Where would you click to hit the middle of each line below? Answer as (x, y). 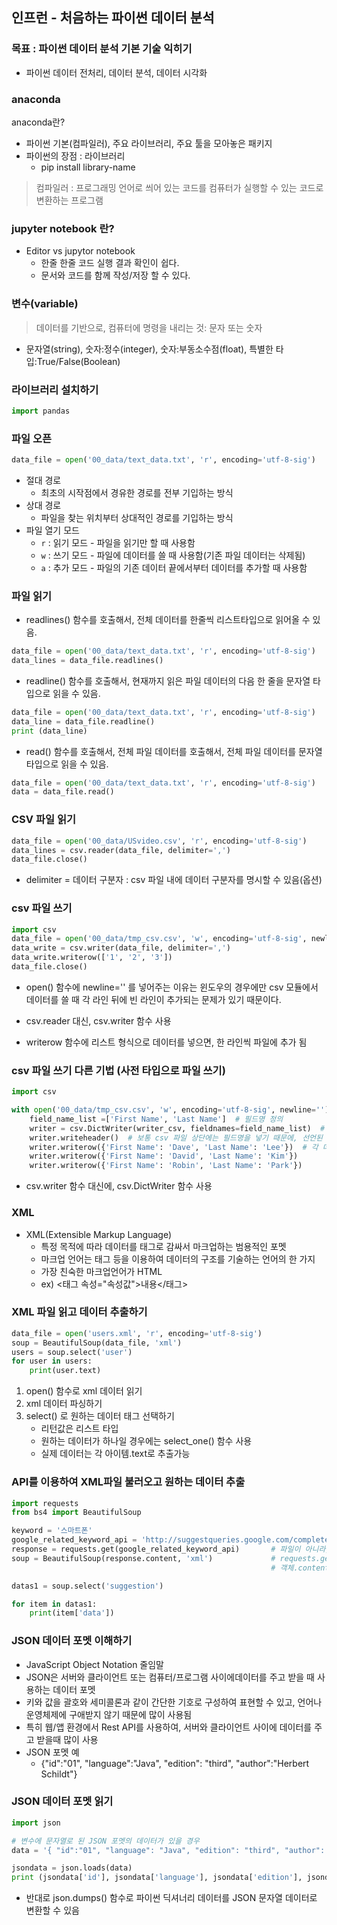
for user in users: (52, 1361)
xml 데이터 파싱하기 (64, 1404)
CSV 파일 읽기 (43, 820)
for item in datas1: (54, 1604)
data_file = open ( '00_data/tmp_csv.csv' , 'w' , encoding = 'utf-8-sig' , (159, 939)
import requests (45, 1503)
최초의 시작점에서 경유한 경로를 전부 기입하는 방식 (137, 492)
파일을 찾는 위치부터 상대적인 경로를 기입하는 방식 (137, 517)
